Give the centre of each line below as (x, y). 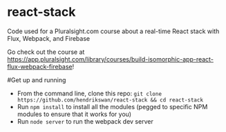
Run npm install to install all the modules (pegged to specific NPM (112, 106)
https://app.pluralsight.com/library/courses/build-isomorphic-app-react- (111, 59)
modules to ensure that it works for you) (74, 114)
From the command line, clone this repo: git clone (90, 93)
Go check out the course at (46, 52)
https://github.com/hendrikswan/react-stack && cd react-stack (110, 100)
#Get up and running (37, 79)
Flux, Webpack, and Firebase (49, 38)
